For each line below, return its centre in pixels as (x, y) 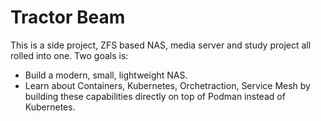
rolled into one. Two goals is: (69, 55)
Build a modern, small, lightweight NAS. (106, 75)
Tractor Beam (68, 17)
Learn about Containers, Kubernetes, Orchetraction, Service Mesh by (167, 85)
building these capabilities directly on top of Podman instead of (155, 96)
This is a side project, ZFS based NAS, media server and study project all (161, 45)
